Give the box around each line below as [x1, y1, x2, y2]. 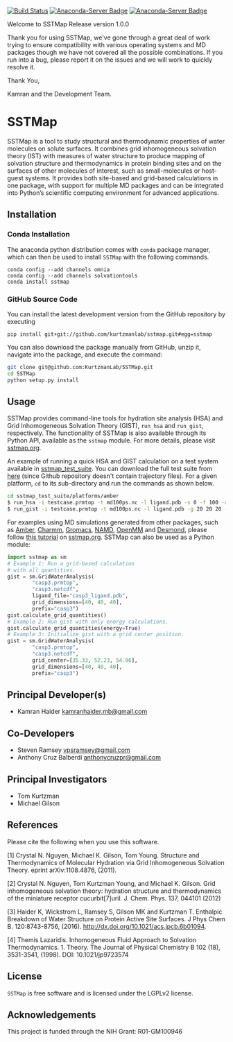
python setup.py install [7, 377, 79, 384]
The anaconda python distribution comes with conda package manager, [7, 245, 211, 253]
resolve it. [7, 63, 36, 71]
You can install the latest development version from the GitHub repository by [7, 309, 226, 318]
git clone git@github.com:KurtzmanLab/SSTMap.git [7, 364, 154, 370]
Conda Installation [7, 230, 71, 239]
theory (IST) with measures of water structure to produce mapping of [7, 151, 205, 160]
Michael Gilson [17, 799, 60, 808]
